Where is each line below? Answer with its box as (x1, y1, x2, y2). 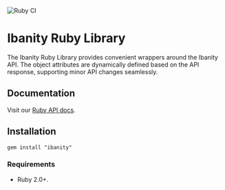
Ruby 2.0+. (17, 175, 49, 183)
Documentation (7, 88, 76, 99)
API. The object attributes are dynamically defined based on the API (7, 60, 200, 69)
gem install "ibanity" (7, 144, 72, 151)
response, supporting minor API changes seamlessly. (7, 67, 158, 75)
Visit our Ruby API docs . (7, 106, 76, 114)
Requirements (7, 160, 56, 169)
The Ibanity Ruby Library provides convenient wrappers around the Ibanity (7, 53, 219, 61)
